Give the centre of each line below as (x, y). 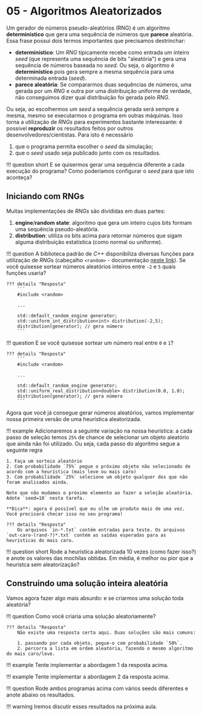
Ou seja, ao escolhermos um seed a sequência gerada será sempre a (93, 109)
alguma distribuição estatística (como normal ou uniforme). (89, 242)
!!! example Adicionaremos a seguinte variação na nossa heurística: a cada (99, 431)
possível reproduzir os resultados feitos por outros (70, 128)
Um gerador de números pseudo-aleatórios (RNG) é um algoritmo (88, 28)
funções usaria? (26, 273)
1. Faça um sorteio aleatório (44, 461)
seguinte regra (24, 450)
